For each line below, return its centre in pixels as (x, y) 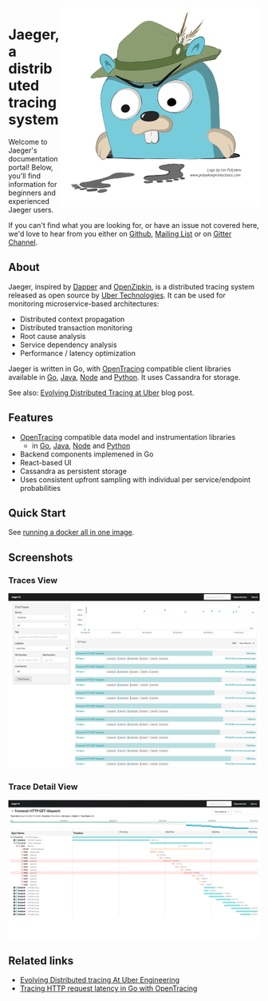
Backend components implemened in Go (87, 454)
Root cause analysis (53, 336)
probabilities (40, 488)
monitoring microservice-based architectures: (84, 303)
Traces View (33, 580)
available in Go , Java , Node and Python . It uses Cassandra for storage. (124, 377)
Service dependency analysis (68, 345)
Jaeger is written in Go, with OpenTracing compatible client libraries (120, 369)
